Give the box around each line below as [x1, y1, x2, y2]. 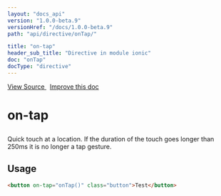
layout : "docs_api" [7, 10, 66, 18]
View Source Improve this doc [7, 82, 100, 91]
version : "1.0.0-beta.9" [7, 17, 81, 24]
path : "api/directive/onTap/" [7, 30, 98, 38]
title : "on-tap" [7, 43, 56, 50]
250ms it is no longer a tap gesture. [7, 142, 112, 151]
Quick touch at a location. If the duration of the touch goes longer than [7, 134, 215, 143]
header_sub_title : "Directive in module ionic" [7, 50, 152, 57]
